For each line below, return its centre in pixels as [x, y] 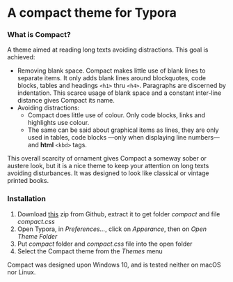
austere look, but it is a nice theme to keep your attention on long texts [108, 166]
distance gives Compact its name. [66, 101]
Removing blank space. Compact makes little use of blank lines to [111, 70]
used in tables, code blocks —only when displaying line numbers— [124, 138]
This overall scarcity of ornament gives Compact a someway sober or [107, 158]
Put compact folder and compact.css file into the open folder [105, 244]
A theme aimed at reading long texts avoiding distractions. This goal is [108, 50]
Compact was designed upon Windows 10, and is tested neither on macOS [114, 265]
